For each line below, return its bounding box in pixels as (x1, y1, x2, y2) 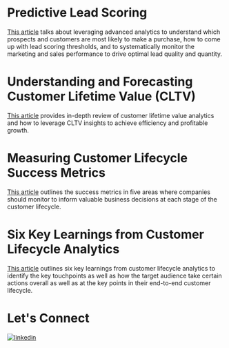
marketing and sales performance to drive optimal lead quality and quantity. (7, 50, 223, 58)
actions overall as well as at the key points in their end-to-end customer (7, 278, 211, 287)
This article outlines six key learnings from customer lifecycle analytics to (7, 264, 216, 272)
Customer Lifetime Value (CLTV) (7, 88, 197, 104)
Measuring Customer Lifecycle (7, 151, 188, 166)
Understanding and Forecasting (7, 74, 193, 90)
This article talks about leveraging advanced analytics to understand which (7, 28, 221, 36)
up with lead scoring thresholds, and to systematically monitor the (7, 42, 195, 50)
